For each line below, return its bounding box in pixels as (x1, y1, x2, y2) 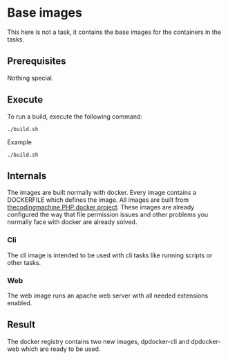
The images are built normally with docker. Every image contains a (7, 189, 197, 197)
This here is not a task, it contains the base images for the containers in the (7, 28, 222, 36)
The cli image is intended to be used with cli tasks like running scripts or (7, 251, 213, 259)
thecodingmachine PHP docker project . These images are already (7, 203, 195, 212)
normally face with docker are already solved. (7, 218, 137, 226)
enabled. (7, 298, 32, 307)
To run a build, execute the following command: (7, 112, 143, 121)
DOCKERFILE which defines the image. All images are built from (7, 196, 189, 204)
